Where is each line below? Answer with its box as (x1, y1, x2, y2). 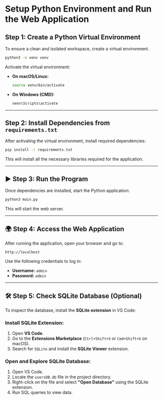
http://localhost (5, 250, 40, 255)
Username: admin (12, 268, 48, 273)
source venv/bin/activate (12, 82, 65, 88)
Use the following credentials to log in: (5, 258, 82, 264)
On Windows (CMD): (12, 91, 55, 97)
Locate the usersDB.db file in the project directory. (12, 374, 112, 380)
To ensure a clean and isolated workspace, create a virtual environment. (5, 46, 149, 51)
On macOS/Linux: (12, 73, 49, 79)
